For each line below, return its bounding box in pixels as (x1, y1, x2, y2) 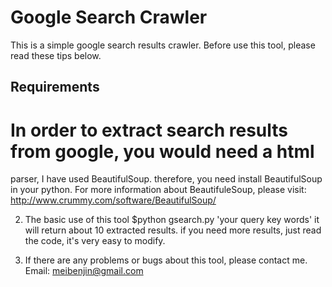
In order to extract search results (10, 119, 288, 141)
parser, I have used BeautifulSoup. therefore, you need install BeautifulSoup (10, 173, 323, 185)
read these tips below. (10, 49, 102, 61)
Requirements (10, 79, 100, 96)
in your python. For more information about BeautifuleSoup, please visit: (10, 184, 307, 196)
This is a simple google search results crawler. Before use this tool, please (10, 39, 316, 51)
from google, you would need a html (10, 140, 315, 163)
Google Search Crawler (10, 6, 208, 29)
